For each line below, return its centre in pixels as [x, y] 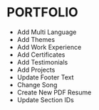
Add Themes [36, 39]
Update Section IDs [45, 99]
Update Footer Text [45, 77]
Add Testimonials [42, 62]
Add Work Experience [49, 47]
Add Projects [36, 70]
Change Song [37, 84]
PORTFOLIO [43, 12]
